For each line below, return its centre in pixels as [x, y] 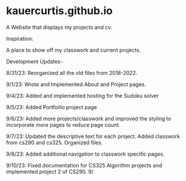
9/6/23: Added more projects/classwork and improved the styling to [89, 119]
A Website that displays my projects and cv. [59, 27]
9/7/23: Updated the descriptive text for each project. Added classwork [93, 136]
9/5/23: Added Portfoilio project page [52, 107]
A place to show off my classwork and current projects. [74, 50]
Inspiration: [20, 38]
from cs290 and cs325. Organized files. [54, 142]
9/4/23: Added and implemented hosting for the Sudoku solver [83, 96]
